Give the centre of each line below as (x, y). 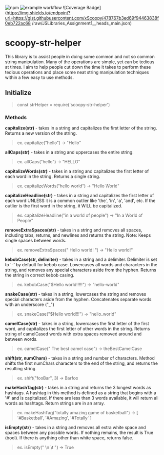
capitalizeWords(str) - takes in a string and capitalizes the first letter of (77, 171)
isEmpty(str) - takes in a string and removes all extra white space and (76, 428)
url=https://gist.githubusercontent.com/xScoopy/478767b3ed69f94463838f (82, 18)
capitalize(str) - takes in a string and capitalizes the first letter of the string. (81, 128)
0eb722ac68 (18, 23)
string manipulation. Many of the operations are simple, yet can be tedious (80, 62)
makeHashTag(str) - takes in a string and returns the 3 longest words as (78, 388)
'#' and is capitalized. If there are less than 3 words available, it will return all (82, 398)
